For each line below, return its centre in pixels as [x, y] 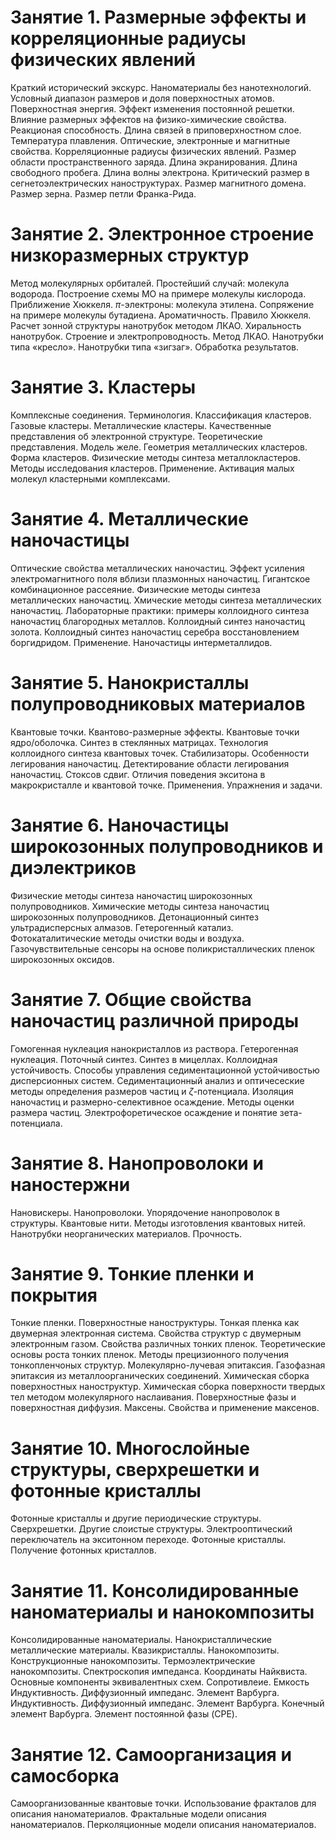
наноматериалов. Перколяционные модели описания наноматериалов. [163, 1825]
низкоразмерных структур [130, 255]
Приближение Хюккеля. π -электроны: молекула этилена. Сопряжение [162, 304]
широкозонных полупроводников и [167, 846]
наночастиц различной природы [155, 1020]
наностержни [70, 1184]
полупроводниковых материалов [158, 703]
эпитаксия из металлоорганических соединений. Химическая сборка [160, 1376]
